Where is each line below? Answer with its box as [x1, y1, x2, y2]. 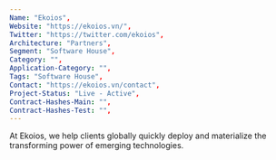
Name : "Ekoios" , [9, 13, 71, 23]
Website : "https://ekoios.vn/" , [9, 22, 132, 31]
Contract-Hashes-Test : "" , [9, 106, 112, 115]
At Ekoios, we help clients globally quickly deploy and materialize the [9, 130, 267, 141]
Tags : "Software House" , [9, 72, 103, 81]
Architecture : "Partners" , [9, 38, 112, 48]
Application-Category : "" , [9, 64, 112, 73]
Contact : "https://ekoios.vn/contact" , [9, 80, 161, 89]
